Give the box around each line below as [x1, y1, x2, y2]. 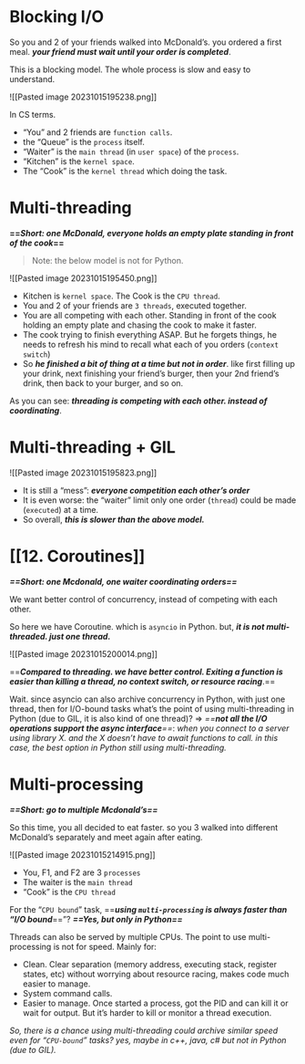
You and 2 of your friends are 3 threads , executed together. [22, 299, 248, 311]
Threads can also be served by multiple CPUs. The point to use [9, 931, 247, 942]
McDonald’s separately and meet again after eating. [9, 831, 203, 842]
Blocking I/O [9, 6, 105, 27]
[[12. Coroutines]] [9, 546, 146, 567]
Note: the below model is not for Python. [31, 255, 184, 266]
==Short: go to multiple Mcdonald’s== [9, 804, 158, 815]
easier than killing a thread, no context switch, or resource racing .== [9, 675, 276, 686]
